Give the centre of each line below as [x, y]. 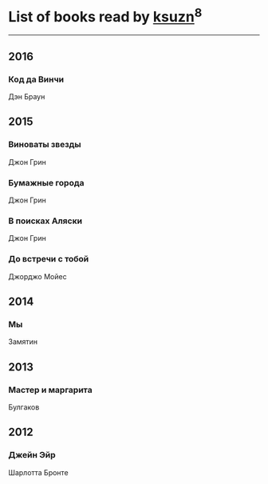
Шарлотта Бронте [39, 472]
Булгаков [24, 407]
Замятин [23, 342]
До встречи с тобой [49, 259]
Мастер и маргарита [51, 390]
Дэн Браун [27, 96]
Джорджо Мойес [37, 276]
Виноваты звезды [45, 145]
